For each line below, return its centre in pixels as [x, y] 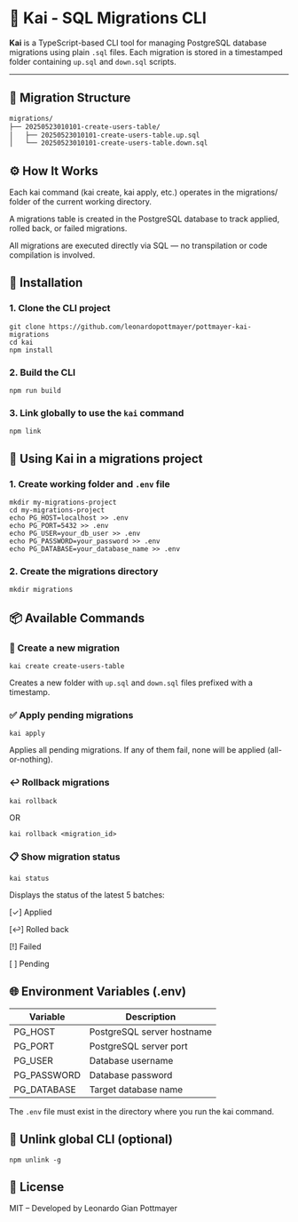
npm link [25, 431]
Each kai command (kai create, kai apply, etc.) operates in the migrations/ [144, 192]
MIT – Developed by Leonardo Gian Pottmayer [94, 1209]
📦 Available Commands [77, 618]
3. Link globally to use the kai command [97, 412]
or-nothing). [31, 760]
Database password [131, 1074]
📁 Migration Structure [70, 98]
